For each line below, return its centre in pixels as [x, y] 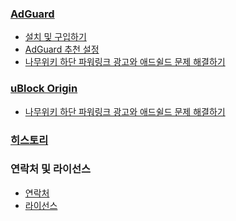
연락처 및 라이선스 [51, 169]
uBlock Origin [44, 89]
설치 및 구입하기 [55, 37]
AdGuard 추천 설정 [62, 49]
